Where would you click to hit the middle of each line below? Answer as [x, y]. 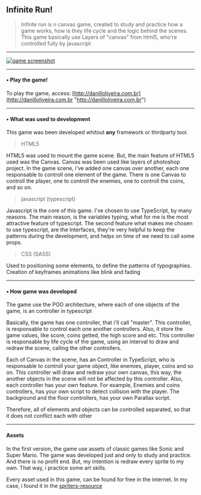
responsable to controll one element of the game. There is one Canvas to [96, 175]
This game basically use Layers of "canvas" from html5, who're [99, 37]
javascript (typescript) [48, 199]
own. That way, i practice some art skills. [56, 467]
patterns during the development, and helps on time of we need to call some [100, 236]
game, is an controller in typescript [49, 311]
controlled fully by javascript [56, 43]
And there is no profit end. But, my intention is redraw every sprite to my [95, 461]
